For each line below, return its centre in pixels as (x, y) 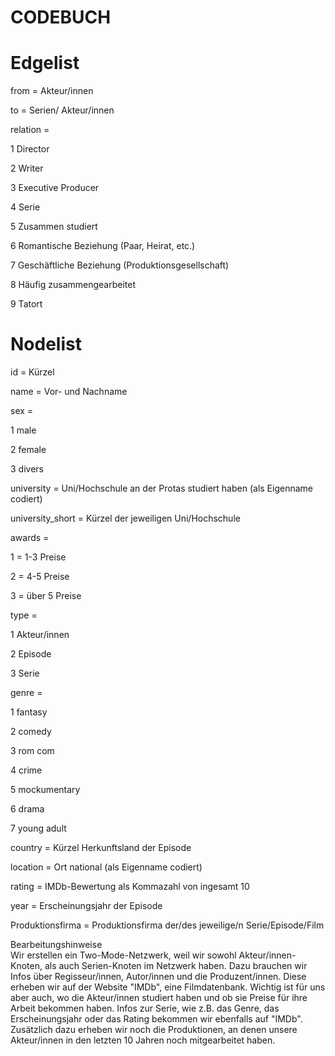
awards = (30, 538)
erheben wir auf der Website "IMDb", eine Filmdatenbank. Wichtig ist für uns (168, 987)
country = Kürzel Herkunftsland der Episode (101, 848)
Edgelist (45, 63)
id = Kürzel (32, 372)
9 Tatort (26, 304)
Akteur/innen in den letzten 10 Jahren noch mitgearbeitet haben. (143, 1040)
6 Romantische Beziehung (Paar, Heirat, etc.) (103, 246)
